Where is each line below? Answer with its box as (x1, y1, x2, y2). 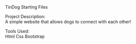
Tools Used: (5, 28, 30, 34)
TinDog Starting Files (5, 4, 48, 10)
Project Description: (5, 14, 46, 19)
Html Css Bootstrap (5, 34, 45, 39)
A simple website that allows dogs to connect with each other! (5, 19, 132, 24)
